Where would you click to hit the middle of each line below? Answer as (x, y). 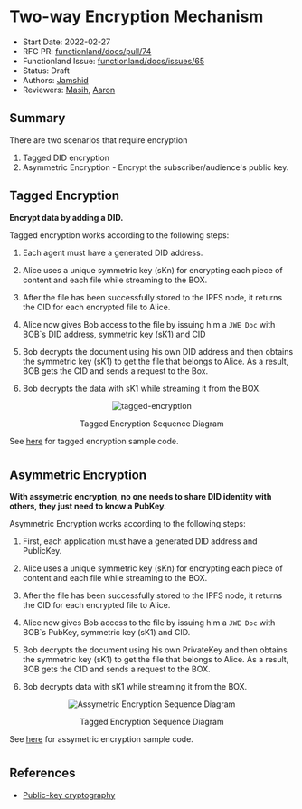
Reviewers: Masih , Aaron (69, 90)
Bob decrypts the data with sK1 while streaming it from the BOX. (142, 388)
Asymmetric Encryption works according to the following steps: (127, 524)
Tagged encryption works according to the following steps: (119, 235)
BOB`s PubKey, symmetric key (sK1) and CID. (106, 633)
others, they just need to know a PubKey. (88, 506)
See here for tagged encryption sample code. (94, 441)
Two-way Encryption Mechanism (137, 17)
